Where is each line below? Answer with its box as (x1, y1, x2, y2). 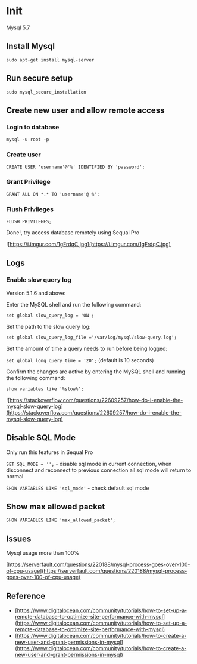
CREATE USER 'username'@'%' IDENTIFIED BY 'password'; (6, 164, 145, 170)
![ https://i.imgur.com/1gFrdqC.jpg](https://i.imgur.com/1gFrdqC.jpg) (6, 240, 171, 248)
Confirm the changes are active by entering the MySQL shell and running (6, 368, 186, 375)
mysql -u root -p (6, 137, 49, 143)
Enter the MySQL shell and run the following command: (6, 301, 142, 308)
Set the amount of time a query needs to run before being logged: (6, 345, 168, 352)
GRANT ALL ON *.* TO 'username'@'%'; (6, 191, 100, 197)
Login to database (6, 123, 60, 131)
